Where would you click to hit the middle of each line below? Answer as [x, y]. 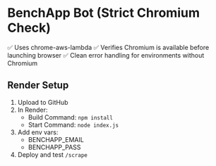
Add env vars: [38, 132]
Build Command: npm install [70, 117]
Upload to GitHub [43, 102]
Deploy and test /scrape [53, 154]
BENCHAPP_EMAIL [56, 139]
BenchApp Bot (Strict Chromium [103, 13]
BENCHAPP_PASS [54, 147]
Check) [29, 28]
